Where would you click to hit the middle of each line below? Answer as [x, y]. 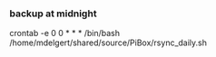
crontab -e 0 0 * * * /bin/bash [65, 33]
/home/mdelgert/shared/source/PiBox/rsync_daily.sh [108, 43]
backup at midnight [53, 14]
